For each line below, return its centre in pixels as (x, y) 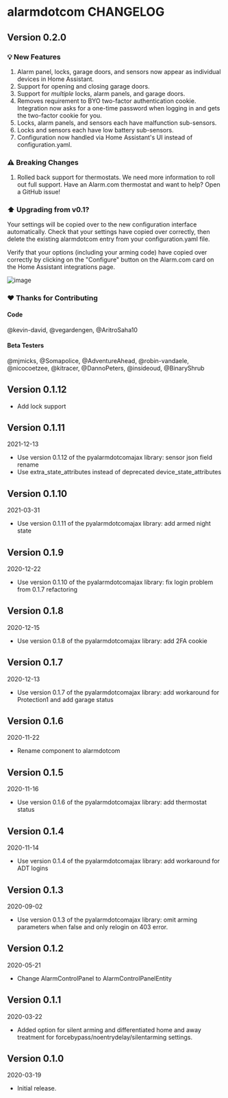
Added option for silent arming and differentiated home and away (109, 1029)
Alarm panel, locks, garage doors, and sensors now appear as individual (119, 71)
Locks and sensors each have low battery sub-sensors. (95, 130)
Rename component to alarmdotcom (68, 751)
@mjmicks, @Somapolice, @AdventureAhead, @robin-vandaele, (98, 360)
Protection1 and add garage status (65, 699)
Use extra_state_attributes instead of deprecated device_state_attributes (119, 472)
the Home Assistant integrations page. (61, 267)
